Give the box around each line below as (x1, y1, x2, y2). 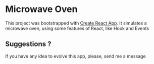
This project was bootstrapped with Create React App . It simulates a (5, 20, 147, 26)
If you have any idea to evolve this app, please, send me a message (5, 53, 146, 59)
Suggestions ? (5, 40, 52, 48)
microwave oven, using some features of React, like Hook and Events (5, 25, 149, 31)
